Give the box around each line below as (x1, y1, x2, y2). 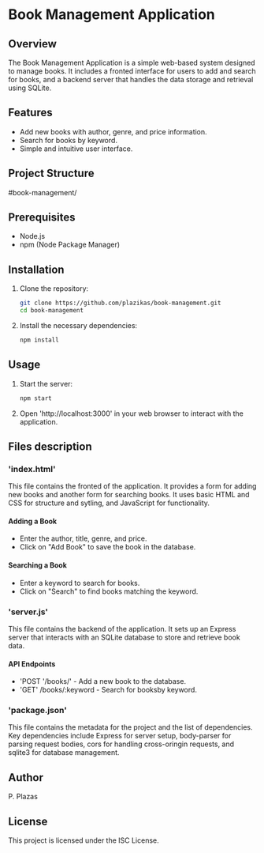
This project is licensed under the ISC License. (8, 836, 159, 845)
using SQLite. (8, 83, 52, 92)
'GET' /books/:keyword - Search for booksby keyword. (19, 685, 197, 695)
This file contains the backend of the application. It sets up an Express (8, 624, 236, 633)
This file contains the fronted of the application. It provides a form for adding (8, 481, 257, 491)
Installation (8, 262, 65, 276)
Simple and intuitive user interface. (19, 144, 133, 153)
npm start (19, 394, 53, 402)
